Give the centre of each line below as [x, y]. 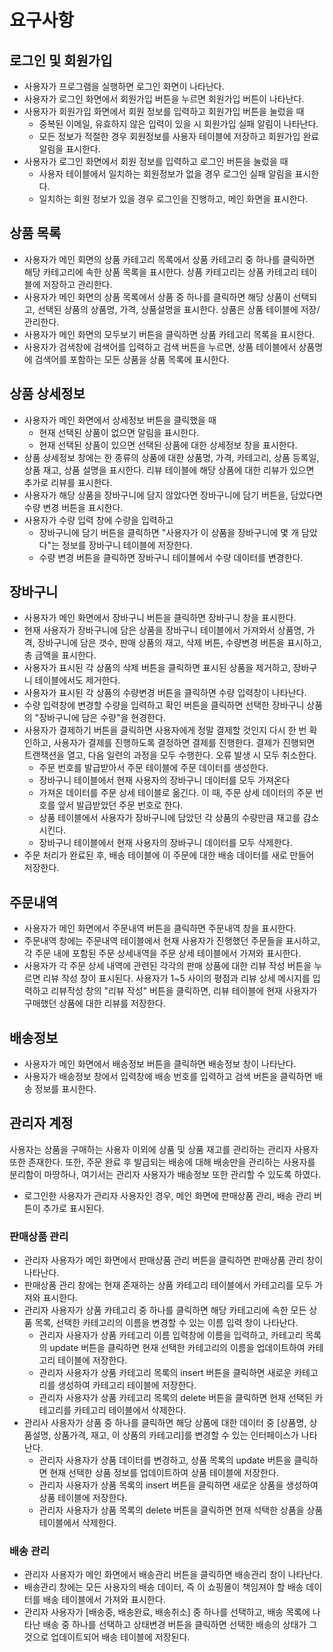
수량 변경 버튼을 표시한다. [73, 507]
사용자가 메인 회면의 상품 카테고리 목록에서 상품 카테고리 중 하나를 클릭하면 [169, 259]
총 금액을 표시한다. [60, 655]
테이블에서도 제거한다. [77, 680]
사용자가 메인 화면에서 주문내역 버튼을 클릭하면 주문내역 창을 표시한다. [160, 928]
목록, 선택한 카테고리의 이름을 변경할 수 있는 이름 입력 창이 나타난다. [166, 1323]
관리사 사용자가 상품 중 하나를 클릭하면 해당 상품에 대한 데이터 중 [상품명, [165, 1423]
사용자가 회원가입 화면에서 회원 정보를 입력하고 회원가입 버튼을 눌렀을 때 [164, 111]
